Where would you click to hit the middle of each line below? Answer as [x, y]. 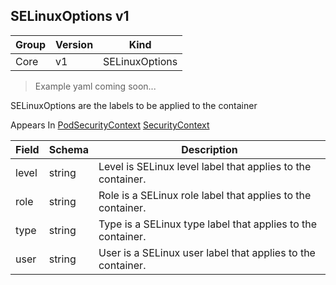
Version [74, 44]
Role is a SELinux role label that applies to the [205, 195]
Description [209, 149]
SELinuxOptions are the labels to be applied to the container [134, 105]
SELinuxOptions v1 [70, 16]
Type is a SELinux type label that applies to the [208, 224]
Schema [68, 149]
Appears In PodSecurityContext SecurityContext [110, 125]
